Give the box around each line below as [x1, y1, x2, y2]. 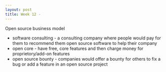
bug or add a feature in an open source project [12, 61, 108, 67]
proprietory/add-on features [12, 50, 70, 57]
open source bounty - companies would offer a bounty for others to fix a [12, 56, 161, 62]
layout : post [5, 7, 32, 12]
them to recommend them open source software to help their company [12, 40, 158, 46]
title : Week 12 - [5, 12, 41, 17]
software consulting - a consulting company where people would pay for [12, 35, 161, 41]
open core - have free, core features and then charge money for [12, 45, 144, 51]
